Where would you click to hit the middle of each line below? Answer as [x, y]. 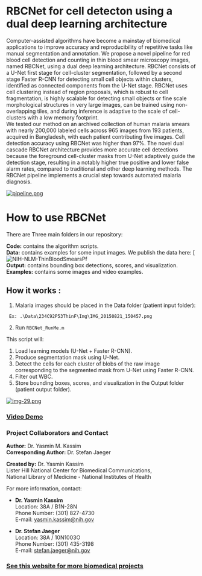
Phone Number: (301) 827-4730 [55, 513]
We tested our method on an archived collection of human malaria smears [98, 124]
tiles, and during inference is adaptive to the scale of [102, 111]
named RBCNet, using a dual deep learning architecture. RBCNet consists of [101, 66]
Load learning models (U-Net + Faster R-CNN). [74, 350]
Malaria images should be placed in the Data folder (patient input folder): [105, 305]
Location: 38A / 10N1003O [48, 537]
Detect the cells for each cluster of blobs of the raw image [87, 364]
